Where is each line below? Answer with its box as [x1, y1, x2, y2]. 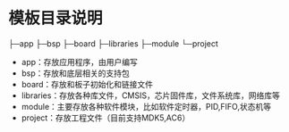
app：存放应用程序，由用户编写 [21, 56, 138, 67]
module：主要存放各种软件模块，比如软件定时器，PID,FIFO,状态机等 [21, 101, 272, 111]
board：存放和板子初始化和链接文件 [21, 78, 154, 89]
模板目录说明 [8, 8, 104, 29]
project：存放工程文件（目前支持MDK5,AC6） [21, 112, 191, 123]
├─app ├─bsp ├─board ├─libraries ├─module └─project [8, 37, 218, 49]
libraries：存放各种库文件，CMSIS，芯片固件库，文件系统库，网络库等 [21, 90, 281, 101]
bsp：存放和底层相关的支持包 [21, 68, 131, 78]
